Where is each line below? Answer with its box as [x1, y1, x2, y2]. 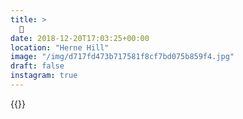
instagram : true [10, 71, 78, 81]
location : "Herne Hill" [10, 42, 110, 53]
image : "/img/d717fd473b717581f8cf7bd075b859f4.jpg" [10, 52, 235, 62]
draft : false [10, 61, 65, 71]
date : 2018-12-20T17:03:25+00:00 [10, 33, 150, 43]
